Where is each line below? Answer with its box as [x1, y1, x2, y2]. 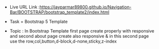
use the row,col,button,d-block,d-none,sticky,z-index [9, 38, 117, 44]
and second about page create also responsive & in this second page [9, 33, 149, 39]
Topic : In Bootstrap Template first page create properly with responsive [9, 28, 155, 33]
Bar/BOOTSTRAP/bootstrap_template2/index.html [9, 9, 110, 15]
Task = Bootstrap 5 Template [9, 19, 68, 24]
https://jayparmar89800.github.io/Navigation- [40, 4, 132, 10]
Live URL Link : [9, 4, 40, 10]
